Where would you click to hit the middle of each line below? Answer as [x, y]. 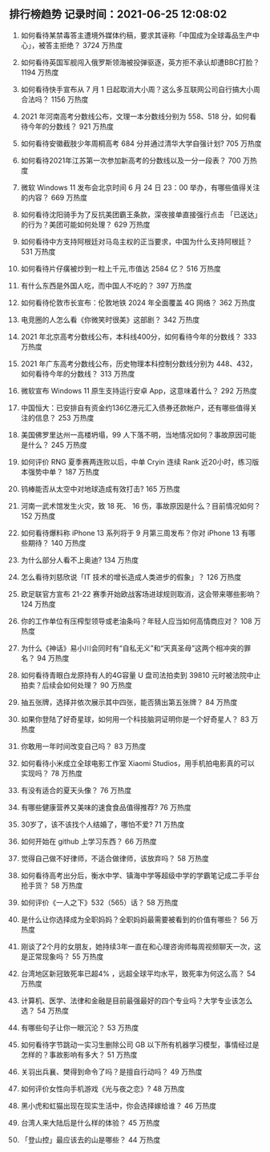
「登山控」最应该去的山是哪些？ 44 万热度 [91, 1139]
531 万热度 [38, 252]
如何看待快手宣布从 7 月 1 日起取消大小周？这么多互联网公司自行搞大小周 [141, 89]
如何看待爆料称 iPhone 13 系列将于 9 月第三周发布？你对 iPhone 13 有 [135, 533]
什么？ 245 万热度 [57, 445]
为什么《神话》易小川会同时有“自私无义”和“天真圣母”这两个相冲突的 [132, 648]
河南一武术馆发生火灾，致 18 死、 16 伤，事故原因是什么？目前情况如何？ [141, 506]
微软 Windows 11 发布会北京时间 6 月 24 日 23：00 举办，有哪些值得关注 [140, 187]
